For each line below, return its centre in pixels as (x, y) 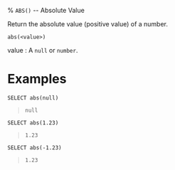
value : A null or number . (43, 50)
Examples (37, 79)
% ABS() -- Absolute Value (46, 10)
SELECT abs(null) (33, 98)
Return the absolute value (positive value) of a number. (88, 24)
